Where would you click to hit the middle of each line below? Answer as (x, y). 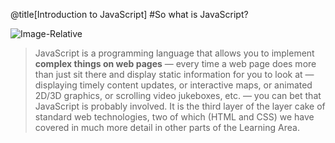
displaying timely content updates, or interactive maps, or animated (173, 85)
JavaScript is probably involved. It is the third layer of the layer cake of (180, 106)
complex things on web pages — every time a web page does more (175, 63)
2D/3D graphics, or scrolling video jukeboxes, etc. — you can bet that (178, 95)
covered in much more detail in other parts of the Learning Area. (167, 127)
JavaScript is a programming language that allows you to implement (174, 53)
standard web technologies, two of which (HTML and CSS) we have (174, 117)
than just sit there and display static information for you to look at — (174, 74)
